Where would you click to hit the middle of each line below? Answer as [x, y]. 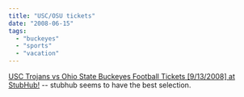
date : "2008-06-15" [41, 23]
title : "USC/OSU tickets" [52, 16]
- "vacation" [38, 53]
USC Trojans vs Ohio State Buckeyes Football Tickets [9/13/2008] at [122, 76]
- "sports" [34, 46]
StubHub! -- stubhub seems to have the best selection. [100, 85]
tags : [17, 31]
